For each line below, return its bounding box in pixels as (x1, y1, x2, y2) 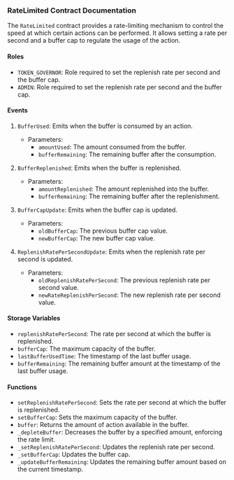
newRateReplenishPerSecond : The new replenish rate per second (38, 291, 221, 299)
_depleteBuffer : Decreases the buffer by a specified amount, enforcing (17, 428, 223, 437)
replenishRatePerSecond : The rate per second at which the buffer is (17, 329, 212, 337)
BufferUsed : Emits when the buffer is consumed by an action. (17, 122, 193, 130)
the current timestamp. (17, 465, 84, 474)
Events (7, 106, 28, 115)
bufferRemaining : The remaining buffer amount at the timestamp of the (17, 359, 221, 368)
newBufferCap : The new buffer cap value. (38, 233, 155, 242)
